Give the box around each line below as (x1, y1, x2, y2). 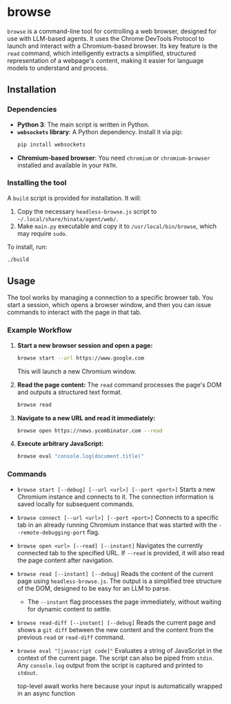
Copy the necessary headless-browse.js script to (17, 207, 157, 215)
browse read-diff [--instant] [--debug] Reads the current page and (17, 618, 216, 627)
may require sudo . (17, 229, 68, 237)
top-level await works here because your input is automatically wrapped (17, 682, 223, 690)
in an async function (17, 689, 76, 697)
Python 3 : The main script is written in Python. (17, 120, 150, 129)
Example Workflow (7, 326, 72, 335)
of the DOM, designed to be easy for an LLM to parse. (17, 584, 171, 592)
